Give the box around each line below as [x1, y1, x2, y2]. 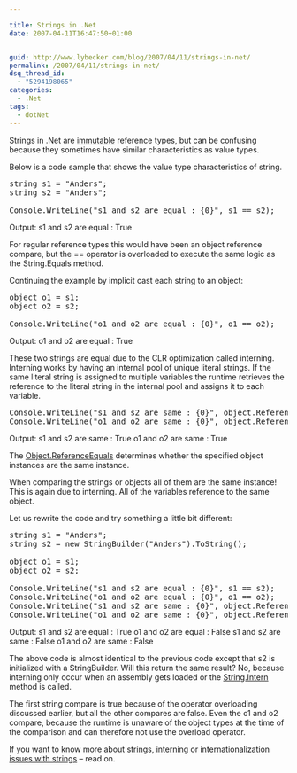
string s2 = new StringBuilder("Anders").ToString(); [9, 538, 247, 549]
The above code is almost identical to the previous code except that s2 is [9, 652, 276, 663]
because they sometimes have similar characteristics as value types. [9, 144, 260, 155]
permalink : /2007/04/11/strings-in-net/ [9, 61, 161, 70]
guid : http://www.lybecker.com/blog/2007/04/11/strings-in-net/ [9, 52, 251, 62]
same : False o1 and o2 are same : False [9, 636, 154, 646]
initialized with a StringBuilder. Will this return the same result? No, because [9, 662, 285, 673]
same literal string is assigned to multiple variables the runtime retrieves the [9, 371, 285, 382]
